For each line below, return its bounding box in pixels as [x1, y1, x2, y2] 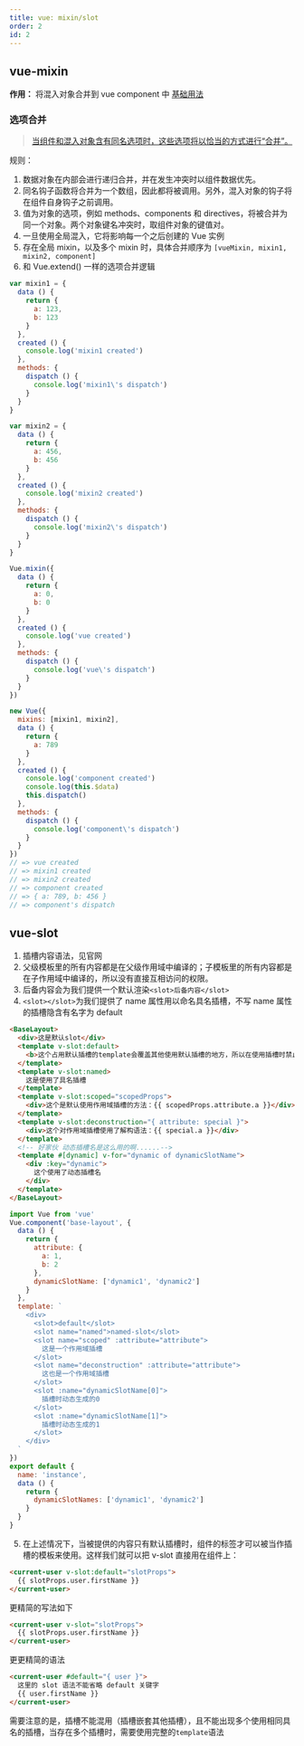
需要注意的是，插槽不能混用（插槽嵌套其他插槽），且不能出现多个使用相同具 [9, 1715, 291, 1726]
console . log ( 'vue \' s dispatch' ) [33, 665, 156, 674]
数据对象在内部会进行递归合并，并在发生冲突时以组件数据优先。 [22, 174, 261, 185]
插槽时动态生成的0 [42, 1394, 100, 1403]
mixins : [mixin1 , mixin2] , [17, 716, 119, 725]
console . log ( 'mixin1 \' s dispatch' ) [33, 380, 168, 389]
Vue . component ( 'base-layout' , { [9, 1218, 131, 1227]
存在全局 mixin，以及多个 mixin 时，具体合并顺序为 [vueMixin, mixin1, [22, 242, 288, 253]
